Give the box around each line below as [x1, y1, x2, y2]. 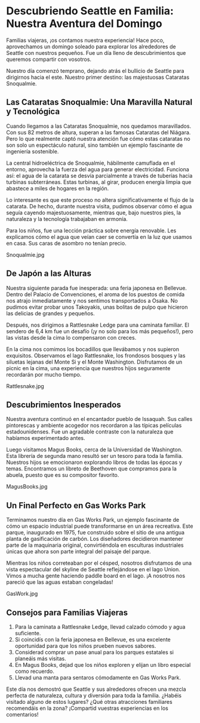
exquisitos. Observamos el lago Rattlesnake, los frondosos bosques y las [6, 352, 186, 359]
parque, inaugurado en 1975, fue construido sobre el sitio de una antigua [6, 529, 185, 536]
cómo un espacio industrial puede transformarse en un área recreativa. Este [6, 522, 193, 530]
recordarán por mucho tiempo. [6, 371, 82, 378]
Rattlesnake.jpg [6, 382, 45, 389]
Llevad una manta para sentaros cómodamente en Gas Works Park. [14, 674, 181, 681]
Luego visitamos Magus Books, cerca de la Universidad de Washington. [6, 446, 183, 453]
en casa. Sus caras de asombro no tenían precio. [6, 239, 127, 247]
